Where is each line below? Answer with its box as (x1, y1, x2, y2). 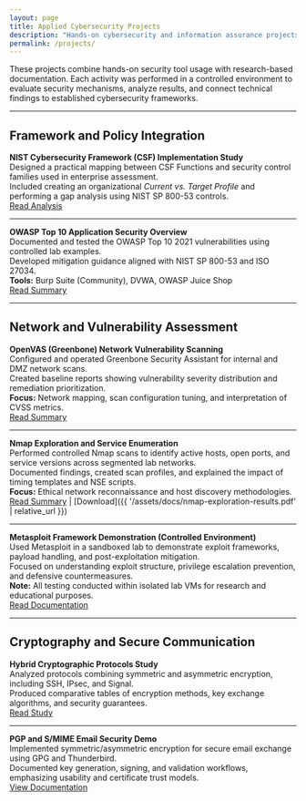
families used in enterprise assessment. (9, 171, 158, 182)
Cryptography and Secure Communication (9, 634, 256, 650)
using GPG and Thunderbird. (9, 753, 117, 764)
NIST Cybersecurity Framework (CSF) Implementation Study (9, 152, 244, 163)
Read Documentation (9, 599, 89, 611)
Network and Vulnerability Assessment (9, 320, 239, 335)
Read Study (9, 707, 53, 718)
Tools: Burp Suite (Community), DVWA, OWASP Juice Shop (9, 275, 233, 286)
